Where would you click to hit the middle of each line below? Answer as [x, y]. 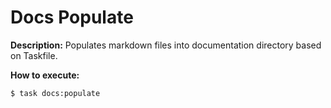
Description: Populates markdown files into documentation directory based [166, 45]
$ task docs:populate [55, 93]
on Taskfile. [34, 55]
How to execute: [45, 75]
